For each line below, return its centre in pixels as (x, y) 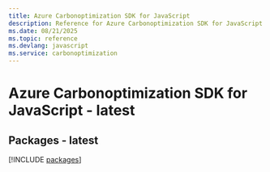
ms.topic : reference (43, 38)
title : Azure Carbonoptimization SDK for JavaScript (99, 16)
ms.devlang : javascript (49, 46)
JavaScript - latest (72, 111)
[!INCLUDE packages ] (45, 159)
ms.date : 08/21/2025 (43, 31)
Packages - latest (54, 140)
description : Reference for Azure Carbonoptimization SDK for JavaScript (136, 23)
